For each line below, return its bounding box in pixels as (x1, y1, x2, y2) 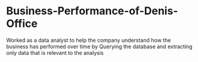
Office (6, 17, 38, 30)
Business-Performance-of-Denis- (6, 4, 178, 18)
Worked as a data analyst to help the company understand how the (6, 36, 171, 44)
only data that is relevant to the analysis (6, 49, 104, 56)
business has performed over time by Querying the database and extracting (6, 43, 193, 50)
